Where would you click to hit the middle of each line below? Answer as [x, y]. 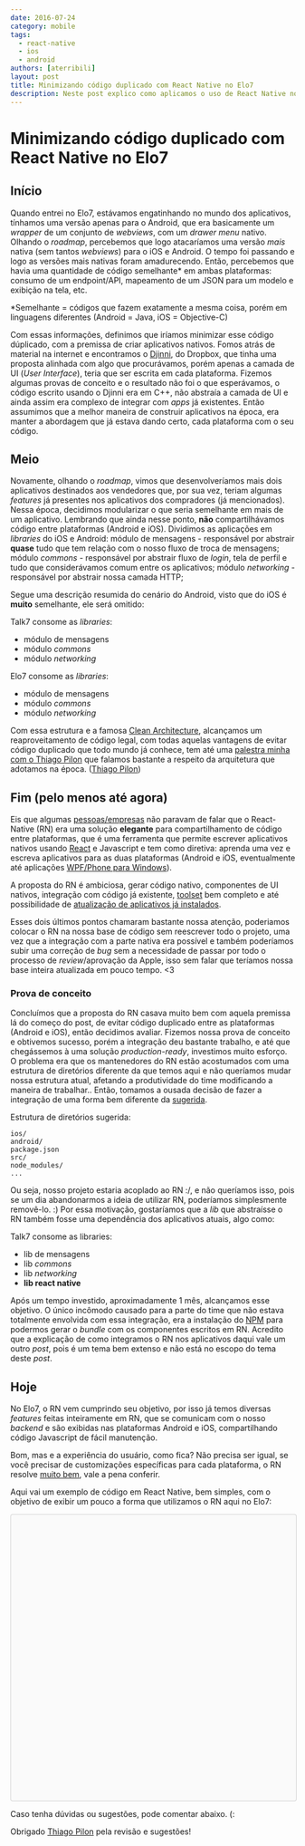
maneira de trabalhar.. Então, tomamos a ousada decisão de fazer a [136, 1090]
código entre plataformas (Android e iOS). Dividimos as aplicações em [141, 529]
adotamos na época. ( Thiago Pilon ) [76, 769]
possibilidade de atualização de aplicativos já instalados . [116, 904]
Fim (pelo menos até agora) [89, 798]
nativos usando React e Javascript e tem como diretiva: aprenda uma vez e [150, 849]
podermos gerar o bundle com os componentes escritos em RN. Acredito [147, 1330]
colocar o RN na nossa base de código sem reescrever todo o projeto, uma [150, 932]
